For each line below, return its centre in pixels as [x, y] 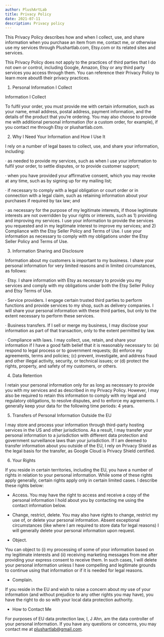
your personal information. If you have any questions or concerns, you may [81, 624]
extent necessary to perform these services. [50, 316]
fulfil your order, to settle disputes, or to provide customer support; [72, 166]
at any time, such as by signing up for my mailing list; [59, 181]
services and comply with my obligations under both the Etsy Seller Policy [80, 286]
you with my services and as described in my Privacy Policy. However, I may [82, 391]
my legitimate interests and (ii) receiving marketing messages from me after [81, 555]
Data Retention [27, 376]
